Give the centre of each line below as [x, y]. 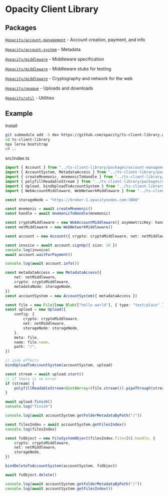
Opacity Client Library [52, 9]
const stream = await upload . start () [44, 374]
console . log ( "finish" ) [29, 406]
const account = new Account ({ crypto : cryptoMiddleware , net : [72, 236]
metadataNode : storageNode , [43, 286]
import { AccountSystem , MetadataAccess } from [56, 172]
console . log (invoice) [28, 250]
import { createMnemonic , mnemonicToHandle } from [59, 177]
